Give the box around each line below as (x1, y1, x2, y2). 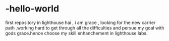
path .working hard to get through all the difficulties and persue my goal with (5, 24, 164, 30)
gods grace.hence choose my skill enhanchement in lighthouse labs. (5, 30, 148, 36)
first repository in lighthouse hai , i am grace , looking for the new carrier (5, 19, 156, 25)
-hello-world (5, 3, 60, 14)
